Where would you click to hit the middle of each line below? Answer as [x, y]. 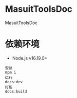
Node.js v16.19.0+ [30, 58]
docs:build [16, 91]
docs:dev [14, 82]
